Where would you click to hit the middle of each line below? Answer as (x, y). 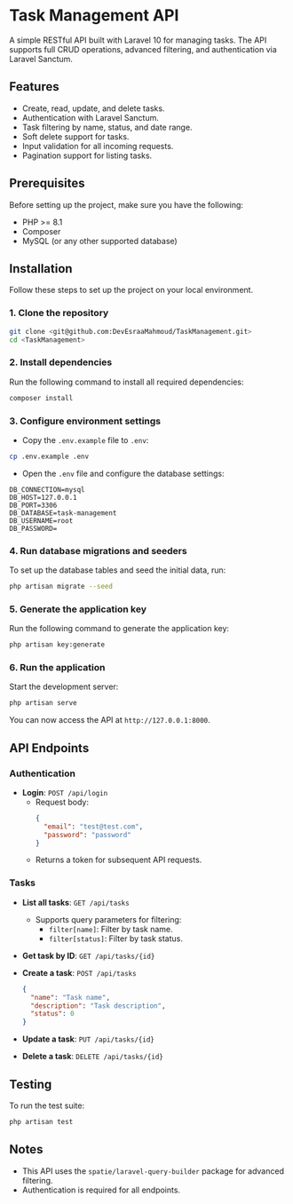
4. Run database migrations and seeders (99, 551)
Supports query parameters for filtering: (108, 919)
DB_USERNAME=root (41, 520)
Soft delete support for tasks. (75, 136)
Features (34, 87)
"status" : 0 (52, 1014)
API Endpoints (49, 748)
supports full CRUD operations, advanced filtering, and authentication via (143, 49)
